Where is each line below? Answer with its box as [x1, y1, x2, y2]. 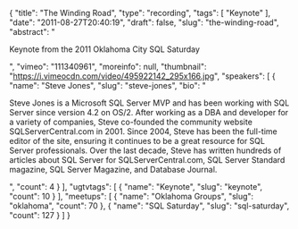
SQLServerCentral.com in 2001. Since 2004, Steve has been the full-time [9, 126, 278, 137]
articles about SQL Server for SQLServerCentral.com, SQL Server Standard [9, 155, 286, 165]
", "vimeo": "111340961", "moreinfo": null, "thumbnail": [9, 62, 207, 72]
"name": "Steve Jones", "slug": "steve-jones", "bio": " [9, 81, 207, 90]
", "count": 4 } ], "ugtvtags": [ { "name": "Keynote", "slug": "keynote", [9, 182, 263, 191]
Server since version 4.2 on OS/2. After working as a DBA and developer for [9, 107, 289, 117]
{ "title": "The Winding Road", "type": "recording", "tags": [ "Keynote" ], [9, 8, 271, 18]
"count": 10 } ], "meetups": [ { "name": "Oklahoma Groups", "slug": [9, 191, 254, 201]
